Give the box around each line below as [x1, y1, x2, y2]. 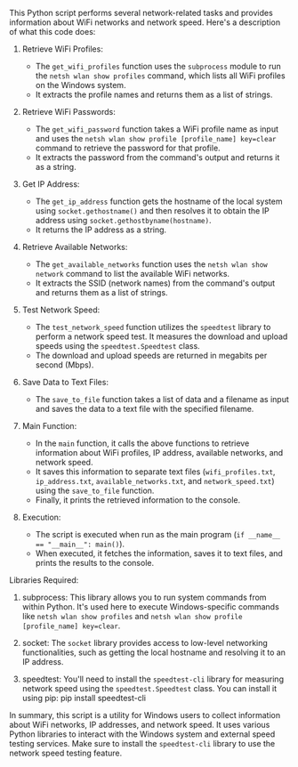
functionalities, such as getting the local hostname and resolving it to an [21, 647, 286, 658]
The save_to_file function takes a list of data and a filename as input [35, 394, 289, 404]
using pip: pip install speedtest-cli [21, 693, 147, 703]
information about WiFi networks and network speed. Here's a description [9, 17, 281, 28]
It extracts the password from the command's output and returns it [35, 152, 280, 163]
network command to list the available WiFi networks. [35, 269, 230, 279]
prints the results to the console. [35, 558, 154, 568]
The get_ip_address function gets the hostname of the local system [35, 196, 283, 206]
